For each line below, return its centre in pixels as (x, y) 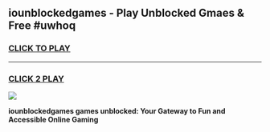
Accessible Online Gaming (53, 119)
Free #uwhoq (42, 26)
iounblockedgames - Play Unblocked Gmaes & (127, 13)
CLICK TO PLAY (39, 49)
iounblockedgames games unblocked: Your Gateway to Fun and (117, 110)
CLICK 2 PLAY (36, 78)
